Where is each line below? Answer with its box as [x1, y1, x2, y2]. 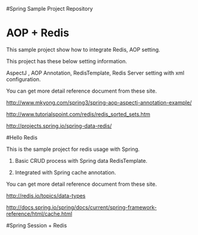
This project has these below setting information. [6, 57, 127, 65]
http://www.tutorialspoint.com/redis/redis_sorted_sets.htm [6, 111, 151, 118]
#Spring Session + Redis [6, 222, 67, 229]
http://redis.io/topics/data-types [6, 192, 86, 199]
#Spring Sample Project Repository [6, 5, 93, 12]
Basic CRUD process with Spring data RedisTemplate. [14, 157, 148, 164]
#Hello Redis [6, 133, 38, 141]
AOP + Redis [6, 26, 70, 40]
